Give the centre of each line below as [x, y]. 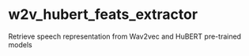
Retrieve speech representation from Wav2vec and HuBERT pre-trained [125, 36]
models [21, 44]
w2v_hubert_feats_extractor [103, 15]
